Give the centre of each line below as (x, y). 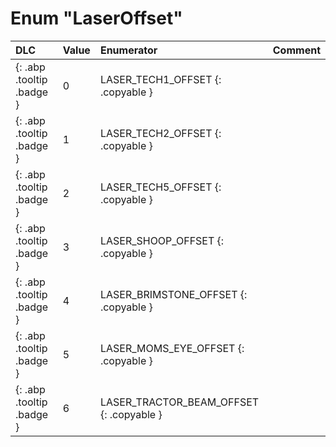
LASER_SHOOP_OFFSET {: (162, 240)
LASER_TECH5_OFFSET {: (160, 187)
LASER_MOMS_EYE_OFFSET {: (172, 348)
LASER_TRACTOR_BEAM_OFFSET (179, 402)
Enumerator (128, 50)
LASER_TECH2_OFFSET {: (160, 133)
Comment (296, 50)
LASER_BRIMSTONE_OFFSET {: (173, 294)
